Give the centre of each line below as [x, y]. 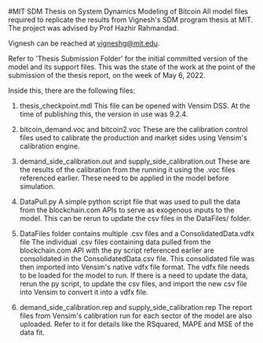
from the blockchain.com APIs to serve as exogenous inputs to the [127, 210]
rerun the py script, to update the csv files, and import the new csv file [133, 284]
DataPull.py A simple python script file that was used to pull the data [130, 201]
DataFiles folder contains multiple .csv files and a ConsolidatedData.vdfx [137, 234]
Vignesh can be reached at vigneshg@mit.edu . [84, 43]
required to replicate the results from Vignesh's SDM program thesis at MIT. [131, 20]
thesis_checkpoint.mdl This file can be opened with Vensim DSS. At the [135, 106]
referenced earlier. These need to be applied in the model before [124, 178]
